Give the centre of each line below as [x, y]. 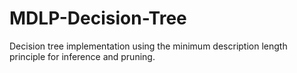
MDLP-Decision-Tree [98, 18]
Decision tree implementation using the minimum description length [148, 46]
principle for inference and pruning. [82, 56]
